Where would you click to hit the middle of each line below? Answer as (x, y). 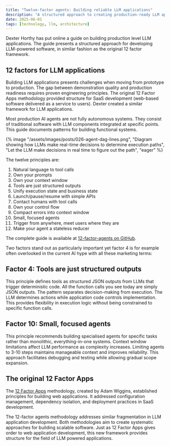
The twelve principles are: (33, 160)
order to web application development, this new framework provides (77, 433)
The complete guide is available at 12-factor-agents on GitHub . (71, 238)
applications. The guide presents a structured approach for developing (79, 44)
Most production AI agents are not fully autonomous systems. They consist (84, 119)
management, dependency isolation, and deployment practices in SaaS (80, 402)
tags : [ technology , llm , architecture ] (48, 24)
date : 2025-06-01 (24, 19)
